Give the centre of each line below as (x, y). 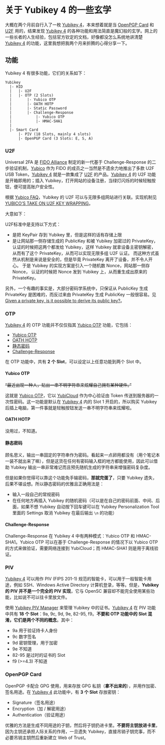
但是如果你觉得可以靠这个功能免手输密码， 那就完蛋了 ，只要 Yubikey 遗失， (81, 477)
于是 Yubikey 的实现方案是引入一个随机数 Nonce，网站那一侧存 (86, 266)
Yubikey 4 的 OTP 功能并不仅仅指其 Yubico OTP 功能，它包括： (69, 325)
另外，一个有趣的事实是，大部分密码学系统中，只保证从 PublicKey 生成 (77, 288)
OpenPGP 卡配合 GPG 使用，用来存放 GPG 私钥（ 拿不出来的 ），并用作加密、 (82, 686)
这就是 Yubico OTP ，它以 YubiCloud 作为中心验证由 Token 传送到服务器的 (80, 395)
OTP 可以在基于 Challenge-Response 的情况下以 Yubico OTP (96, 542)
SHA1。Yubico (20, 542)
